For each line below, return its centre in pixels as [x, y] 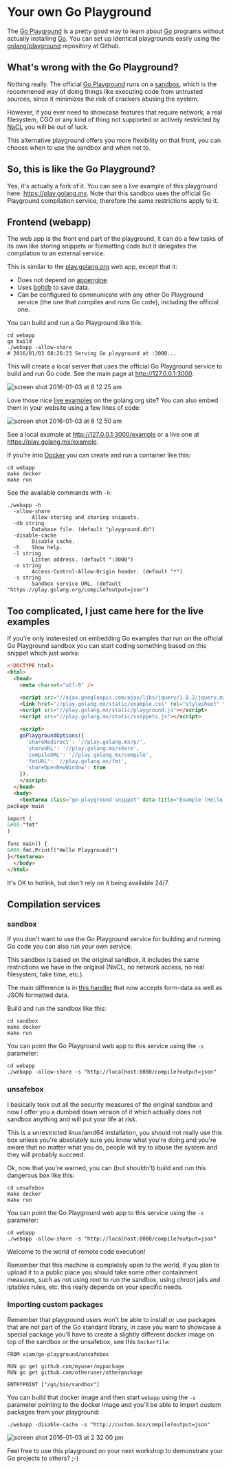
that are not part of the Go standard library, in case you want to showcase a [114, 1327]
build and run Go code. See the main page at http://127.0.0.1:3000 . [101, 374]
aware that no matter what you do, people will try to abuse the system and [112, 1147]
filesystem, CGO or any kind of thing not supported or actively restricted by [114, 119]
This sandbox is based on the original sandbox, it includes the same [103, 960]
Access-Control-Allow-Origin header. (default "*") [108, 572]
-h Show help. [38, 548]
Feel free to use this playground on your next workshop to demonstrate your [115, 1450]
